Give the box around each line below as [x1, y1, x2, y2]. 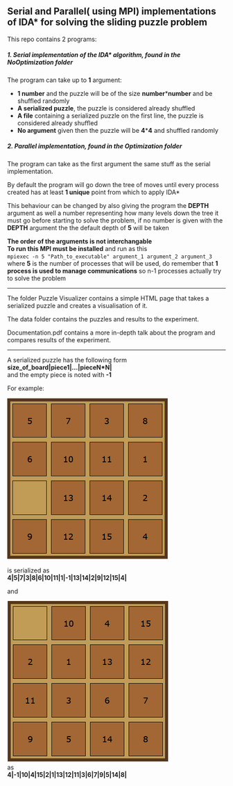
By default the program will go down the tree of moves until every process [7, 180, 220, 189]
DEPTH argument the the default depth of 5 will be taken [7, 223, 170, 232]
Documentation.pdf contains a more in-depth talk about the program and [7, 328, 216, 337]
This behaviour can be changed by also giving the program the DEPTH [7, 201, 209, 209]
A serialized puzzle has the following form [7, 355, 127, 364]
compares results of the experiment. [7, 335, 111, 344]
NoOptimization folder [7, 58, 74, 67]
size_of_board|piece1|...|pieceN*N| [7, 363, 112, 371]
